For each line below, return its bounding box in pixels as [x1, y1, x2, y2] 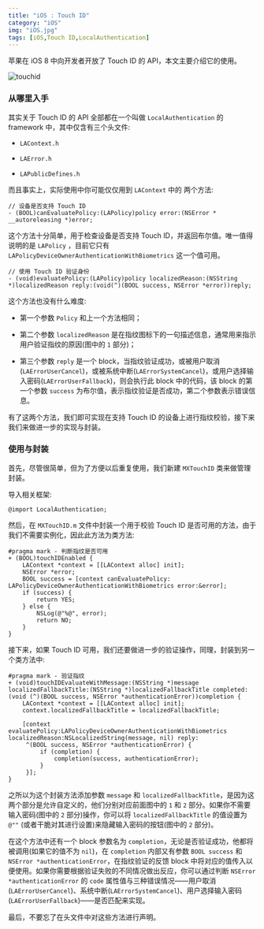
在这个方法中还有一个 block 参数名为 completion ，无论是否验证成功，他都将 [8, 836, 254, 845]
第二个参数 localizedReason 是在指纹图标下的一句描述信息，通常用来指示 [19, 329, 257, 339]
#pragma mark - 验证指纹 [8, 671, 85, 680]
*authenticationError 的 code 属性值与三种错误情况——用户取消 [8, 875, 217, 885]
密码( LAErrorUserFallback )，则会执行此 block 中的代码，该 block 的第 [26, 376, 253, 385]
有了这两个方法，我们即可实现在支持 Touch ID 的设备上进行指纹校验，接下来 [8, 412, 255, 422]
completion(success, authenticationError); [54, 754, 199, 763]
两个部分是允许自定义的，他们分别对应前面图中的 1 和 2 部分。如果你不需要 [8, 800, 251, 809]
